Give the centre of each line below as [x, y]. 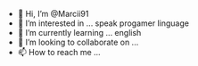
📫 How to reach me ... [59, 52]
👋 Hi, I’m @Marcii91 [53, 14]
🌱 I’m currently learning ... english [79, 33]
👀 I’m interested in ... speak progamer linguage [103, 23]
